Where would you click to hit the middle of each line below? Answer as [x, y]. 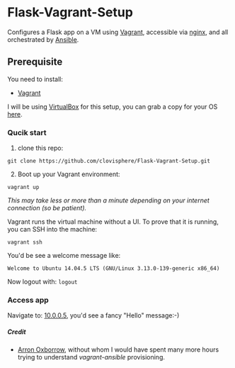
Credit [17, 332]
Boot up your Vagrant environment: [69, 174]
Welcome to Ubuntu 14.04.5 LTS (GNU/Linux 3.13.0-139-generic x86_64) [114, 269]
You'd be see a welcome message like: [64, 256]
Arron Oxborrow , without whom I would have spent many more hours [118, 350]
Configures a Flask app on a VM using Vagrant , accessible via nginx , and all [118, 32]
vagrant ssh [25, 242]
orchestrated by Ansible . [43, 39]
